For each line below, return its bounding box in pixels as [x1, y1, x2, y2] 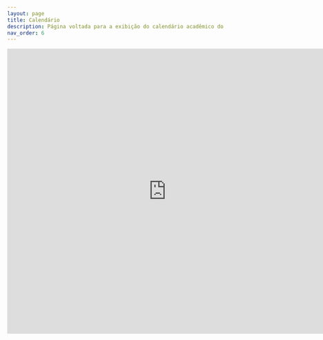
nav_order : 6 [7, 29, 45, 37]
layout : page [7, 10, 45, 17]
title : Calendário [7, 17, 60, 23]
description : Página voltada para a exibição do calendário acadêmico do [7, 23, 224, 30]
